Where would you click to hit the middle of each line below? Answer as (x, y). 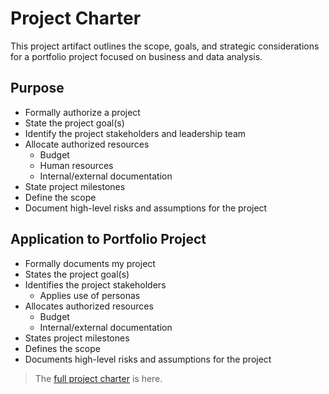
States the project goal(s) (77, 274)
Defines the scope (62, 348)
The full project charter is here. (98, 378)
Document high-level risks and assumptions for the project (146, 208)
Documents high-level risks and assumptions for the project (148, 359)
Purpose (37, 88)
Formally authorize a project (82, 112)
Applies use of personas (90, 295)
